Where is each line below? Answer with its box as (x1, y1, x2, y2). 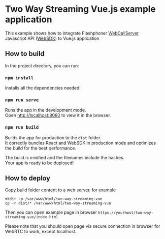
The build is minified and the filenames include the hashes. (5, 154, 125, 160)
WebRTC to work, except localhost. (5, 229, 77, 235)
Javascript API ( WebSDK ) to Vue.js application (5, 35, 99, 41)
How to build (5, 50, 45, 58)
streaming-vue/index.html (5, 215, 58, 220)
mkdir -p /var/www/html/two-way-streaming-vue (5, 197, 102, 202)
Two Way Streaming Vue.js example (5, 3, 156, 15)
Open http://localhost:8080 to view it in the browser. (5, 112, 111, 119)
